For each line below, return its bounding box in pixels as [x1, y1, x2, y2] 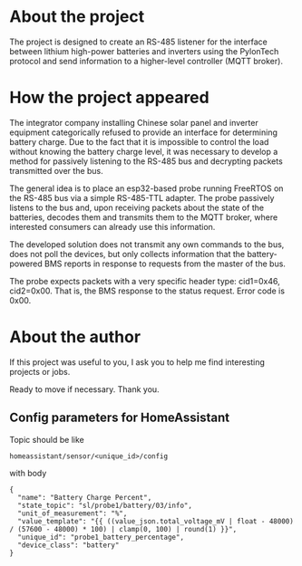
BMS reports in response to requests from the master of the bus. [44, 258, 286, 269]
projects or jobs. [9, 366, 71, 377]
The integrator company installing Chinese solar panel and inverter [9, 117, 258, 128]
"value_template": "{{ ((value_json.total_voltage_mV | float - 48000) [17, 516, 295, 526]
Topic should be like [9, 434, 84, 445]
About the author [9, 327, 141, 348]
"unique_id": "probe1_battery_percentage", [17, 532, 184, 542]
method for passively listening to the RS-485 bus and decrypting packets [9, 156, 283, 167]
